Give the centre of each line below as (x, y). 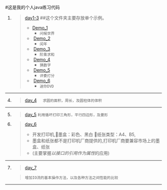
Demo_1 (40, 28)
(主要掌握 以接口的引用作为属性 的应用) (71, 153)
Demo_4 (42, 59)
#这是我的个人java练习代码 (33, 7)
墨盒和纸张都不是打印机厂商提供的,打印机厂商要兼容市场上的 (94, 141)
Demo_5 (42, 70)
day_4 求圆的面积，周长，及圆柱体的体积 (63, 100)
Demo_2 (42, 38)
